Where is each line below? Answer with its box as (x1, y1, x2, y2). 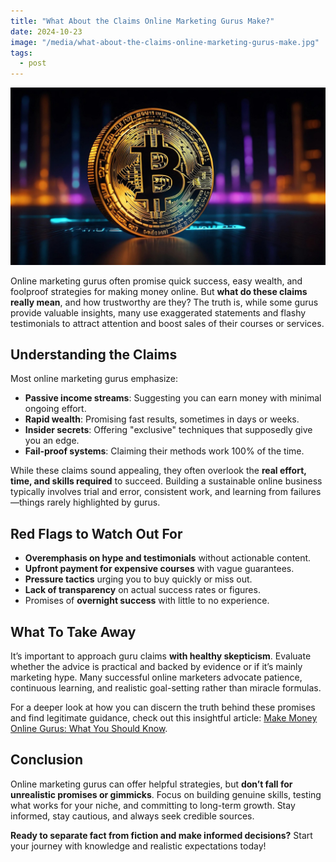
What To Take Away (10, 623, 137, 640)
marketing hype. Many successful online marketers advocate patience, (10, 671, 303, 684)
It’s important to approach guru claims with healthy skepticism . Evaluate (10, 650, 312, 662)
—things (10, 496, 45, 509)
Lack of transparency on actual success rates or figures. (24, 584, 261, 596)
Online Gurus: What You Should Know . (10, 723, 168, 735)
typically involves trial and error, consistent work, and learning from (10, 486, 288, 498)
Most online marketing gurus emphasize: (10, 373, 179, 385)
